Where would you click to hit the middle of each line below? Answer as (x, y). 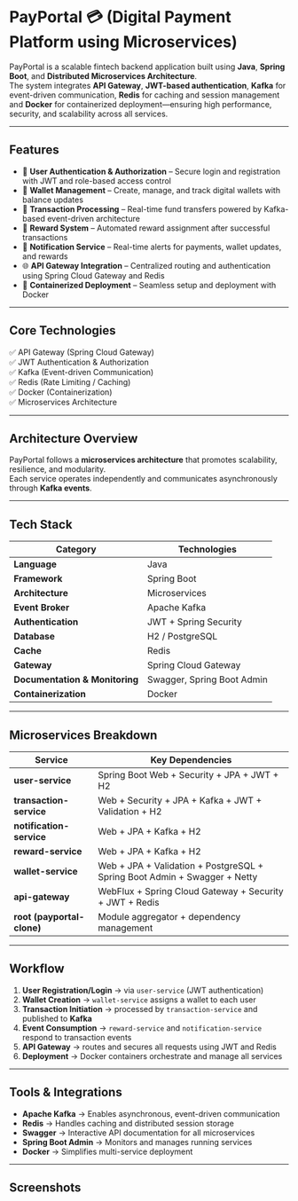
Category (76, 549)
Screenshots (45, 1188)
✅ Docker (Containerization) (61, 392)
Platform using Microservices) (123, 42)
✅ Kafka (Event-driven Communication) (82, 372)
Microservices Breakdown (83, 735)
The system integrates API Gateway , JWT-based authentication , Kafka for (148, 85)
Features (34, 150)
